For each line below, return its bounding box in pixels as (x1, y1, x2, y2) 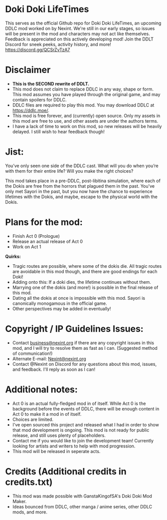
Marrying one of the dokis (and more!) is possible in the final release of (12, 284, 159, 290)
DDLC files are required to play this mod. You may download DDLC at (12, 102, 155, 108)
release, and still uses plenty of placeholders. (12, 432, 106, 438)
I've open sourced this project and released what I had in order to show (12, 421, 160, 427)
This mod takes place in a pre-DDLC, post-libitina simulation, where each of (5, 178, 161, 184)
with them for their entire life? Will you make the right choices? (5, 168, 134, 174)
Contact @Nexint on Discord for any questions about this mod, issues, (12, 361, 157, 367)
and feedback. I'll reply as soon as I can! (12, 366, 96, 372)
